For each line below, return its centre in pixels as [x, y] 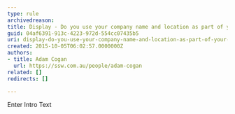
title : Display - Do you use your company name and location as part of [115, 27]
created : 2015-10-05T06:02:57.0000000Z [65, 46]
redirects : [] [28, 79]
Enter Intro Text [29, 105]
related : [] [24, 72]
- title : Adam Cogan [37, 59]
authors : [20, 53]
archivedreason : [31, 20]
